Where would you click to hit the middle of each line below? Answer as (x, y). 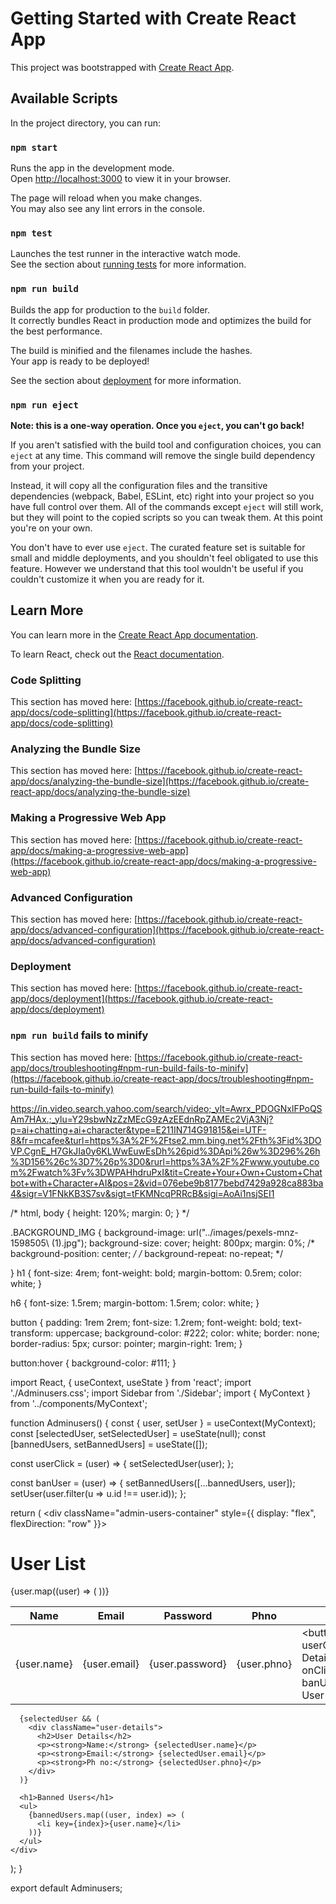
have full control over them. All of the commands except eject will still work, (167, 506)
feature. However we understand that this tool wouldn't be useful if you (157, 568)
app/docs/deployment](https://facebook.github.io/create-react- (141, 999)
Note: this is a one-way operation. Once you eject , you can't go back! (157, 425)
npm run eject (44, 405)
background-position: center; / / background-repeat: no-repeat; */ (147, 1253)
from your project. (47, 466)
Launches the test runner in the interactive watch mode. (126, 254)
